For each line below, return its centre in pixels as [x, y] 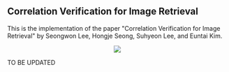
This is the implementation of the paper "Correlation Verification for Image [114, 28]
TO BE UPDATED [31, 62]
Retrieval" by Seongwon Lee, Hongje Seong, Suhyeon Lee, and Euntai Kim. [115, 36]
